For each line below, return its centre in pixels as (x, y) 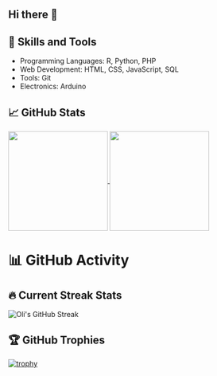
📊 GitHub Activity (69, 260)
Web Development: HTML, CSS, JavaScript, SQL (99, 69)
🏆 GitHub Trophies (57, 341)
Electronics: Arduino (53, 86)
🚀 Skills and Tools (52, 42)
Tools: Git (35, 78)
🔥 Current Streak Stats (65, 295)
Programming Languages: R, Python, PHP (88, 61)
